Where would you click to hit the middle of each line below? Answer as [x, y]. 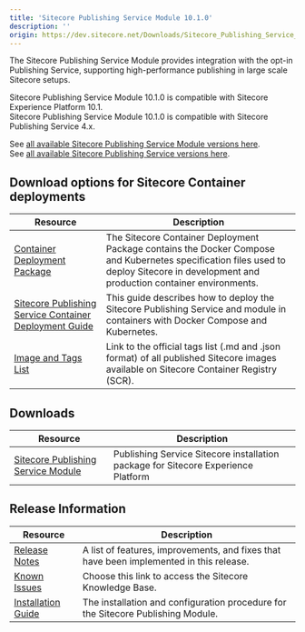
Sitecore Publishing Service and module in [196, 309]
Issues [28, 587]
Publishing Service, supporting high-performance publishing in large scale [148, 70]
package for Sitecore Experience [183, 465]
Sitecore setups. [40, 80]
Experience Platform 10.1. [56, 107]
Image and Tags [48, 358]
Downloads [42, 413]
